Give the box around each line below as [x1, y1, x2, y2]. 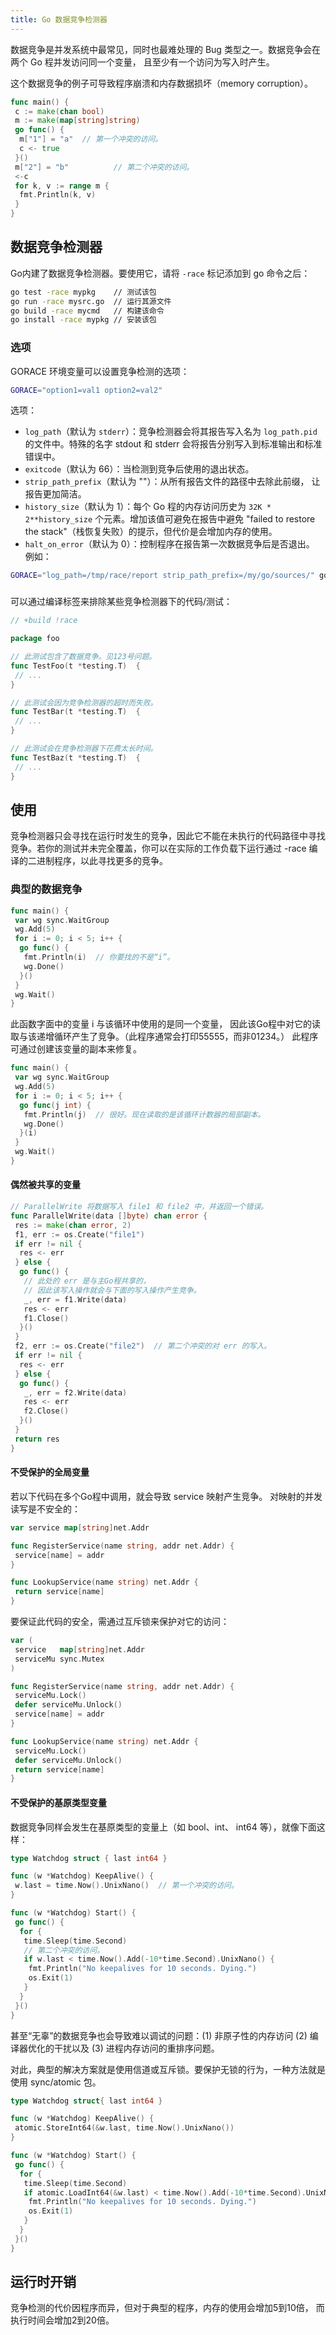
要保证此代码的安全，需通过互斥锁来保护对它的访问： [10, 1616, 230, 1628]
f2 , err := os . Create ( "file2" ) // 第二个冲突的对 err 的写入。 [14, 1341, 272, 1351]
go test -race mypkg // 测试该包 [10, 287, 157, 297]
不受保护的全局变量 [10, 1466, 90, 1478]
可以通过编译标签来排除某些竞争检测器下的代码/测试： [10, 596, 233, 608]
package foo [10, 634, 60, 644]
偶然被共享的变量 [10, 1179, 81, 1191]
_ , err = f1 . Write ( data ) [23, 1294, 128, 1305]
